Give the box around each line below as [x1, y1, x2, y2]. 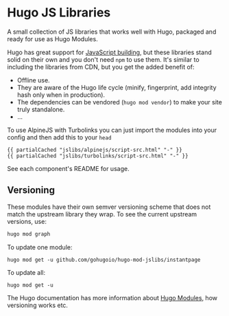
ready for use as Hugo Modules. [7, 34, 98, 43]
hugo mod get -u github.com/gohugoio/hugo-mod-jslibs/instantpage [7, 256, 201, 263]
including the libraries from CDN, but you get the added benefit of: [7, 63, 195, 71]
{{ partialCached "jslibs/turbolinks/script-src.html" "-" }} [7, 153, 189, 159]
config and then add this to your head [7, 133, 112, 142]
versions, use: [7, 217, 47, 225]
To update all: [7, 268, 46, 276]
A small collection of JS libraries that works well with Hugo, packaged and [7, 27, 217, 36]
